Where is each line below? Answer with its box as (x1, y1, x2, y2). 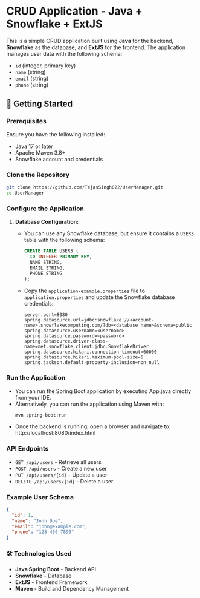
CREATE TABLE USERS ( (24, 247, 79, 254)
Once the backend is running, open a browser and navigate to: (15, 423, 171, 430)
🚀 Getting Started (6, 99, 73, 109)
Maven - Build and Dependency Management (15, 585, 129, 592)
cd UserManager (6, 190, 45, 196)
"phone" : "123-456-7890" (11, 529, 74, 535)
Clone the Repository (6, 170, 70, 179)
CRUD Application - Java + (6, 4, 143, 18)
